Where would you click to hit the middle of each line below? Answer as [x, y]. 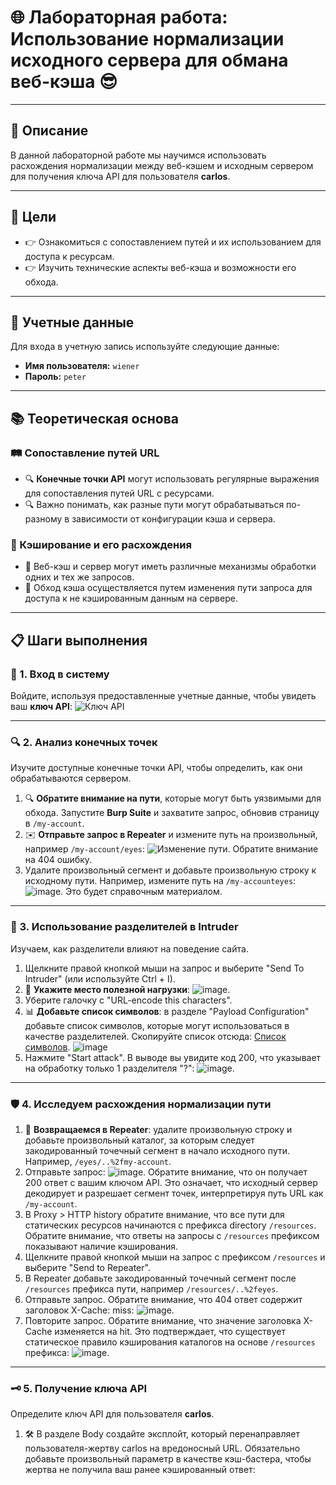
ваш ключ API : [41, 707]
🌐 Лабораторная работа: [119, 17]
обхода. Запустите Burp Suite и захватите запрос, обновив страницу [172, 813]
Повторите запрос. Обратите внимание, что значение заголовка [163, 1320]
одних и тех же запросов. [79, 577]
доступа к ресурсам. [69, 256]
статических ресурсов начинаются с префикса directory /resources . [170, 1225]
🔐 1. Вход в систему [60, 674]
